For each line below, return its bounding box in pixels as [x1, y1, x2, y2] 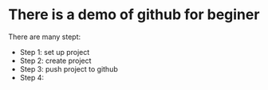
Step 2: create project [19, 56, 92, 65]
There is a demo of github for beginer [8, 6, 260, 24]
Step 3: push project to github [19, 64, 118, 73]
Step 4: [19, 72, 44, 82]
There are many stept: [8, 32, 81, 41]
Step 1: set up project [19, 47, 90, 57]
